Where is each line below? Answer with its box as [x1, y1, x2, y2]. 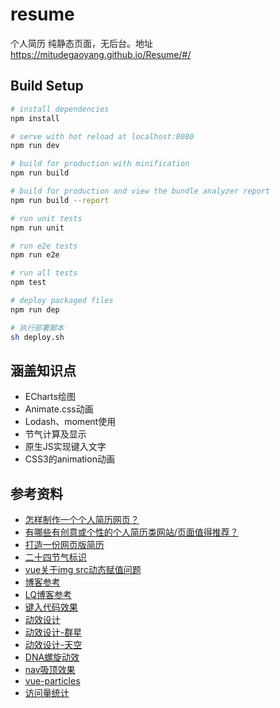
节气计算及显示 [24, 428, 87, 440]
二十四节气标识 [24, 551, 87, 563]
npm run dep [10, 304, 60, 315]
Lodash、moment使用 [24, 416, 117, 428]
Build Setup [10, 78, 84, 95]
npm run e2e [10, 250, 60, 260]
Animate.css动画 [24, 403, 94, 415]
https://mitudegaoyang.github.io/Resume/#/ [10, 48, 192, 60]
